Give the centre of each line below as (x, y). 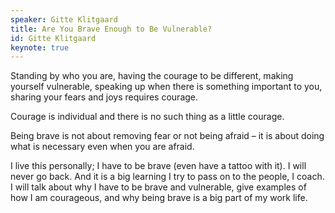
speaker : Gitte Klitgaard (64, 19)
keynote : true (40, 47)
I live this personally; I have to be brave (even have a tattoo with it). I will (158, 166)
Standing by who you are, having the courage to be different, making (152, 76)
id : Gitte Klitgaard (53, 38)
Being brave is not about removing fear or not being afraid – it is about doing (167, 136)
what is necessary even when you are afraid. (102, 147)
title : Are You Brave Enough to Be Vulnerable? (111, 29)
